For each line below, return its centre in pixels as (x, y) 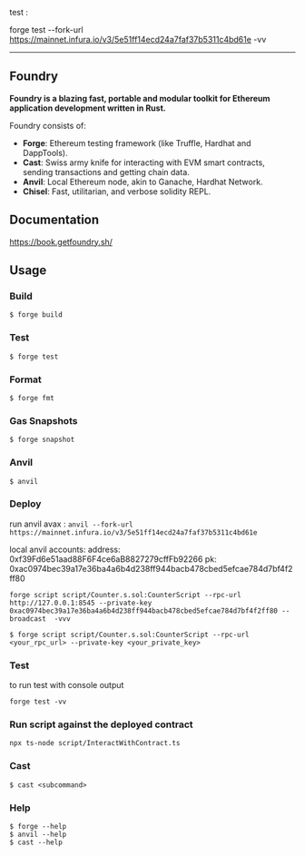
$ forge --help (38, 826)
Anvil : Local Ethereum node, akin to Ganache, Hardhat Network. (143, 182)
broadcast (28, 619)
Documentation (54, 220)
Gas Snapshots (44, 420)
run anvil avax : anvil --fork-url (71, 524)
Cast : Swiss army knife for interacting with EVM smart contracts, (143, 162)
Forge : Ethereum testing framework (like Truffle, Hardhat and (137, 143)
